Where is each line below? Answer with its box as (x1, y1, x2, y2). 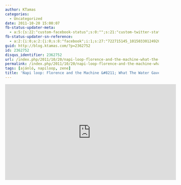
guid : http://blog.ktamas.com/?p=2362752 (5, 43, 91, 48)
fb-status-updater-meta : (5, 25, 56, 30)
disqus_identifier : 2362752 (5, 52, 62, 57)
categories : (5, 12, 29, 17)
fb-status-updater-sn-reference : (5, 35, 73, 39)
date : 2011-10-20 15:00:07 (5, 20, 60, 26)
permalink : (5, 61, 27, 66)
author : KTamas (5, 7, 36, 12)
